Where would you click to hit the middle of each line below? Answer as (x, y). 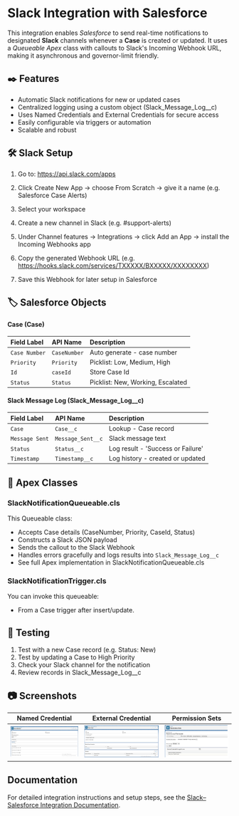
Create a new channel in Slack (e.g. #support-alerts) (95, 223)
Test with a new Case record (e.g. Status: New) (87, 650)
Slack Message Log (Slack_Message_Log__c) (76, 400)
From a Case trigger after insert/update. (76, 610)
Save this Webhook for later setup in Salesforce (87, 279)
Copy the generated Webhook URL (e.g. (76, 258)
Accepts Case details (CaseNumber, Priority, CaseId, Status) (106, 533)
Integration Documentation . (80, 805)
